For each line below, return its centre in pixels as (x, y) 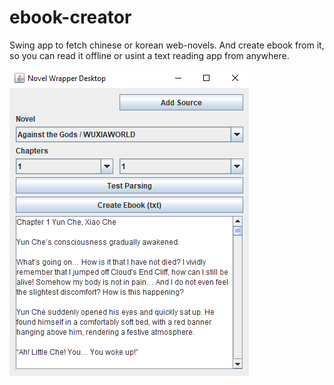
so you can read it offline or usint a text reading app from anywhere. (149, 55)
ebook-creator (70, 17)
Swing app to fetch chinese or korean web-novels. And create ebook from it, (167, 45)
